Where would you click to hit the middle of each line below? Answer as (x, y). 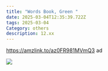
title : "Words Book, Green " (42, 12)
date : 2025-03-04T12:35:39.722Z (46, 17)
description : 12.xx (30, 34)
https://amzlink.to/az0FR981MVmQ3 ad (54, 50)
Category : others (28, 28)
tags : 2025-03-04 (28, 22)
